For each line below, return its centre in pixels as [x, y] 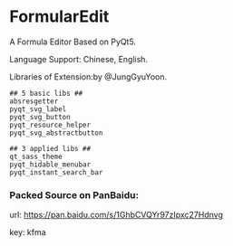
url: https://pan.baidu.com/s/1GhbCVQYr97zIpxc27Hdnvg [116, 215]
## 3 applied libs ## [50, 148]
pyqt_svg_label [38, 109]
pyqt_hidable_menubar [50, 165]
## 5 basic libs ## [46, 93]
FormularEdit [59, 17]
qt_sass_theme [36, 156]
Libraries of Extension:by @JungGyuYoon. [88, 76]
